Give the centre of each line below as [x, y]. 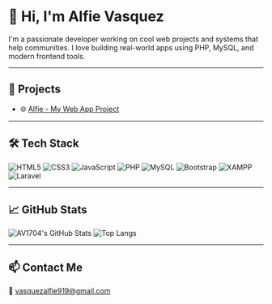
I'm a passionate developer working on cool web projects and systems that [134, 39]
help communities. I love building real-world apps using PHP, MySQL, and [131, 47]
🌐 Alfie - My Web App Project [70, 109]
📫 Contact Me [46, 267]
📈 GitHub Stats [48, 210]
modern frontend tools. [47, 56]
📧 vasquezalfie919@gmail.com [59, 291]
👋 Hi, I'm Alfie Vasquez [86, 17]
